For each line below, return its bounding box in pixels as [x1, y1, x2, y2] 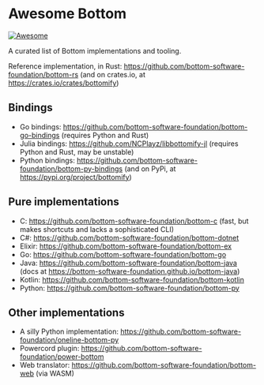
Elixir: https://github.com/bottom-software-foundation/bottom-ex [19, 241, 232, 251]
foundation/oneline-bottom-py [19, 335, 119, 345]
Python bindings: [19, 155, 75, 165]
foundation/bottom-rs [8, 69, 79, 79]
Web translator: [19, 361, 70, 370]
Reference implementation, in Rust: [8, 61, 123, 71]
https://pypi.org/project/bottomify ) [19, 172, 132, 181]
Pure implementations [8, 195, 120, 209]
